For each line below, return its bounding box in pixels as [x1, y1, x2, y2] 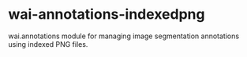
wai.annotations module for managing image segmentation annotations [8, 31, 239, 41]
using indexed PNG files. [8, 39, 88, 48]
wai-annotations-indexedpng [8, 5, 205, 23]
